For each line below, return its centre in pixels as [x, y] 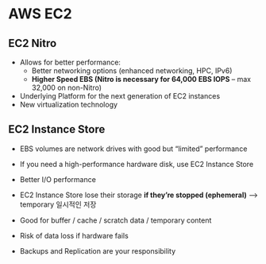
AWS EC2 [40, 14]
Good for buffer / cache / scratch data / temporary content [116, 220]
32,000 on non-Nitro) [66, 87]
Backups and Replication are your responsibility [98, 250]
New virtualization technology [68, 105]
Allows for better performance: [70, 62]
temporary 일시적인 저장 [58, 204]
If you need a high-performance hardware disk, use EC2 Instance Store [137, 164]
